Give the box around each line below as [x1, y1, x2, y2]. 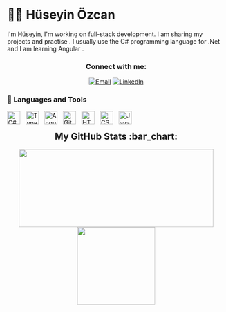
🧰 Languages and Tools [7, 95, 87, 104]
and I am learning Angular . [7, 44, 84, 53]
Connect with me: [85, 62, 147, 71]
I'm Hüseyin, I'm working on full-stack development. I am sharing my [7, 30, 203, 38]
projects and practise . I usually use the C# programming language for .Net [7, 37, 220, 45]
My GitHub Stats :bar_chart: [54, 130, 178, 142]
